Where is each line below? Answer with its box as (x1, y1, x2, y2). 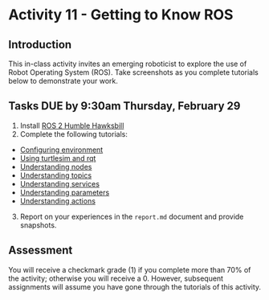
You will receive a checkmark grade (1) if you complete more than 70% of (8, 265, 251, 274)
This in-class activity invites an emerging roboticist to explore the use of (8, 59, 247, 68)
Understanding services (19, 179, 100, 188)
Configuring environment (19, 145, 104, 154)
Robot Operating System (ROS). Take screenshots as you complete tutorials (8, 68, 259, 77)
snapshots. (19, 220, 57, 230)
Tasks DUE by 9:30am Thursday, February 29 (8, 99, 241, 113)
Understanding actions (19, 195, 96, 206)
